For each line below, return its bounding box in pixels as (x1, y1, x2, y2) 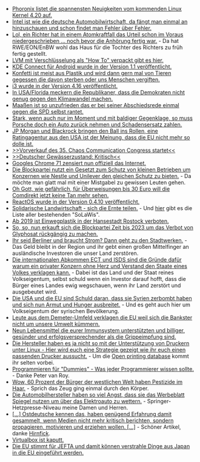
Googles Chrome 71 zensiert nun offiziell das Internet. (12, 160, 147, 167)
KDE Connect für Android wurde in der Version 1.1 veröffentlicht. (12, 63, 172, 70)
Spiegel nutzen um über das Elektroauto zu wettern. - (12, 398, 146, 404)
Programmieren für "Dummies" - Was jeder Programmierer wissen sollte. (12, 366, 195, 372)
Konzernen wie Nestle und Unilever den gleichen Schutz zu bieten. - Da (12, 173, 192, 179)
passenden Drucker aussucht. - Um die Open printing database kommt (12, 352, 189, 360)
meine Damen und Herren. (62, 404, 128, 411)
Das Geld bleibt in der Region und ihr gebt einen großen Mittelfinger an (12, 243, 189, 250)
